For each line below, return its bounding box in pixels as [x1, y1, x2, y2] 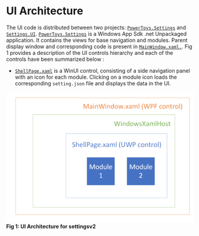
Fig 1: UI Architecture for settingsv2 [6, 222, 97, 230]
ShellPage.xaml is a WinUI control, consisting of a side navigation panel [14, 67, 191, 74]
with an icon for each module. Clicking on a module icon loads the [14, 73, 178, 80]
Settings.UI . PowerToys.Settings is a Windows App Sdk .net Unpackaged [6, 30, 187, 37]
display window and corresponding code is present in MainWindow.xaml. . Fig [6, 43, 192, 50]
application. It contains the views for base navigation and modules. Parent [6, 36, 188, 44]
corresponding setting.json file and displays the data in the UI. [14, 79, 171, 87]
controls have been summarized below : [6, 55, 104, 63]
